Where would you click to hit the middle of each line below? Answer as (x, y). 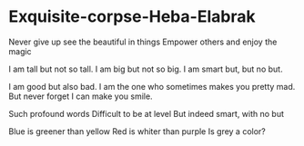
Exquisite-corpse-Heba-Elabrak (132, 17)
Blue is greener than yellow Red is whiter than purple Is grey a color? (137, 131)
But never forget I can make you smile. (81, 96)
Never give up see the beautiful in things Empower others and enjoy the (143, 42)
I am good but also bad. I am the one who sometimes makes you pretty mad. (152, 86)
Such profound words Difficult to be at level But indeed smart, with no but (146, 113)
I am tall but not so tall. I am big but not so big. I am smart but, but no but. (146, 69)
